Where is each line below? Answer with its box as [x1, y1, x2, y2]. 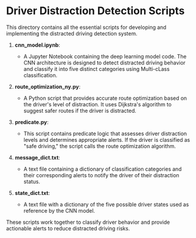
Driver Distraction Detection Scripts [6, 4, 185, 18]
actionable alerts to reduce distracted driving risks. [6, 224, 130, 232]
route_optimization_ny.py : [14, 83, 81, 90]
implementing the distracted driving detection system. [6, 30, 138, 37]
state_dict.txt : [14, 189, 50, 196]
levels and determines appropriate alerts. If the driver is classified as [23, 136, 190, 143]
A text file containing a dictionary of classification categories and [23, 165, 182, 172]
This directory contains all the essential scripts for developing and [6, 24, 166, 31]
